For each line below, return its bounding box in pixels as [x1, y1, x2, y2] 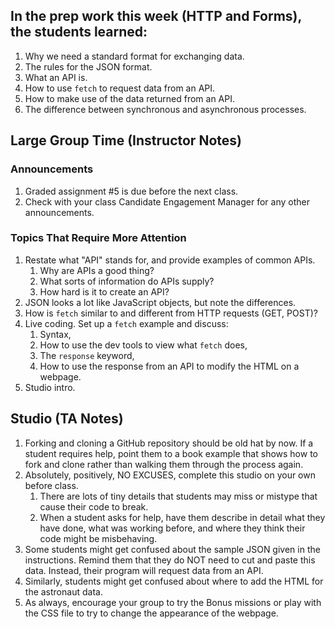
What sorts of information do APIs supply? [39, 275, 215, 287]
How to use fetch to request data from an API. [24, 82, 216, 94]
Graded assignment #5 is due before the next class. [24, 185, 239, 197]
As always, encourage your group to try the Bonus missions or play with [24, 596, 322, 608]
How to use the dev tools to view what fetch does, [39, 339, 248, 351]
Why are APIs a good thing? [39, 264, 155, 276]
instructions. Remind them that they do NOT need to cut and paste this [24, 554, 316, 566]
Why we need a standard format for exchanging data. [24, 50, 245, 62]
